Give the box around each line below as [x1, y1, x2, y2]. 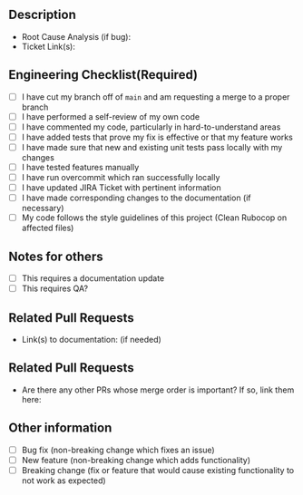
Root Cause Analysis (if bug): [21, 31, 132, 42]
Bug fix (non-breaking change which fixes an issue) [21, 444, 215, 455]
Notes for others [8, 248, 103, 264]
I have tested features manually [21, 161, 140, 172]
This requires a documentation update [21, 273, 165, 284]
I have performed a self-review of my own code [21, 111, 200, 121]
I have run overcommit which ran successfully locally [21, 172, 220, 182]
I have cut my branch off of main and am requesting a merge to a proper [21, 91, 290, 102]
